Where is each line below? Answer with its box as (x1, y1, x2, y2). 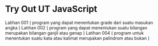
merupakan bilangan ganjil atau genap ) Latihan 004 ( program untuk (5, 30, 144, 36)
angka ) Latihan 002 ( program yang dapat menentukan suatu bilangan (5, 24, 148, 30)
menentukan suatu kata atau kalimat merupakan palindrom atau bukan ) (5, 35, 150, 41)
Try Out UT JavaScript (5, 3, 97, 15)
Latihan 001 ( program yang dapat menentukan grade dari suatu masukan (5, 20, 153, 25)
